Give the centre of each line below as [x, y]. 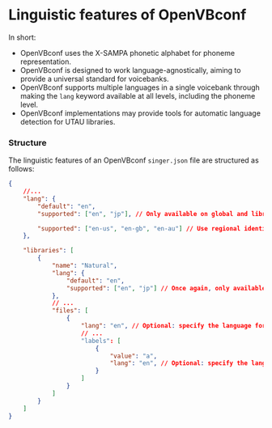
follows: [21, 169]
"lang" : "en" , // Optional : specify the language [166, 326]
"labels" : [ [101, 341]
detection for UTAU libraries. [68, 121]
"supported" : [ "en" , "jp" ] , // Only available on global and [143, 214]
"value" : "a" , [134, 356]
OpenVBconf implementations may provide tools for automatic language [140, 113]
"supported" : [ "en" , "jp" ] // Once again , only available [166, 288]
